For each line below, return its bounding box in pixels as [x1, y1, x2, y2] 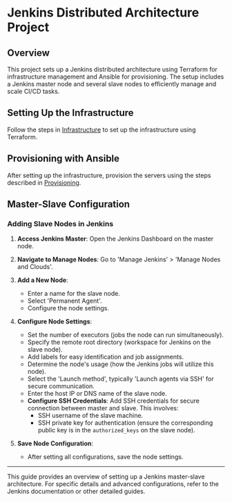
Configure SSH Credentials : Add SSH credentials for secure [27, 396, 200, 405]
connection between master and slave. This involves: [27, 404, 179, 412]
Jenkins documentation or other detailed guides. [7, 488, 146, 496]
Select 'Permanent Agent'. [27, 297, 102, 305]
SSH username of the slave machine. [37, 412, 144, 420]
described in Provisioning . [7, 178, 81, 187]
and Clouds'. [17, 263, 53, 271]
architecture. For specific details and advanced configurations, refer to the [7, 480, 219, 488]
